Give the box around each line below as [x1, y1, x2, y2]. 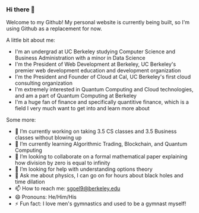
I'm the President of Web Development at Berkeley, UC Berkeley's [14, 61, 176, 68]
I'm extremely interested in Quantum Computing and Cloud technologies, [14, 86, 194, 93]
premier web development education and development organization [14, 67, 181, 74]
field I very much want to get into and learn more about [14, 105, 150, 112]
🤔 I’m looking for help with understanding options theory [14, 166, 153, 173]
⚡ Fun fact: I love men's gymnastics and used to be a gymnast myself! [14, 200, 187, 207]
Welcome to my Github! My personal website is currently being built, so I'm [6, 19, 190, 26]
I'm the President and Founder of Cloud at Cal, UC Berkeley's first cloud [14, 74, 191, 81]
